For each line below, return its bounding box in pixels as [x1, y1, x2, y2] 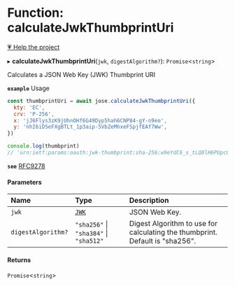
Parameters [7, 178, 42, 186]
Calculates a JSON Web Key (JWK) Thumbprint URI [7, 70, 156, 78]
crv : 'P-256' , [13, 110, 55, 117]
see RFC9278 [7, 162, 45, 170]
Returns [7, 255, 31, 264]
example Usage [7, 84, 50, 92]
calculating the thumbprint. [129, 227, 218, 237]
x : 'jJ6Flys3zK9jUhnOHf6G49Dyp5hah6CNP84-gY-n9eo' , [13, 117, 168, 124]
